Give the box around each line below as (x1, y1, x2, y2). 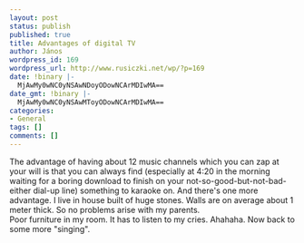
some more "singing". (9, 223, 91, 234)
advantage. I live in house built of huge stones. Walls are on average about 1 (9, 194, 294, 205)
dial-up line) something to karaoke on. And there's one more (33, 185, 259, 196)
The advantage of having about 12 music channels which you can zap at (9, 156, 279, 167)
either (9, 185, 32, 196)
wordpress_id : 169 (9, 55, 79, 64)
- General (9, 114, 47, 123)
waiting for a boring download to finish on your (9, 175, 184, 186)
